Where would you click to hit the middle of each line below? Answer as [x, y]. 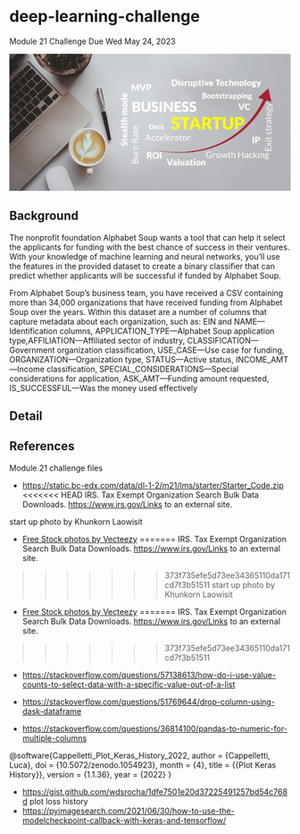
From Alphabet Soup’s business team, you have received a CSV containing [146, 293]
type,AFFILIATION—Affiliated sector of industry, [97, 340]
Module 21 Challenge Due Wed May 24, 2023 [92, 41]
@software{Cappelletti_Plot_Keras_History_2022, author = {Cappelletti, [140, 755]
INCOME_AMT [262, 359]
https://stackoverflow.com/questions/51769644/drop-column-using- [148, 702]
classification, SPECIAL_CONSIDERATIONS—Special [142, 369]
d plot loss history [55, 801]
